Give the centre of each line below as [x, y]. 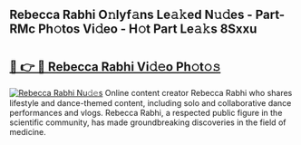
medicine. [28, 132]
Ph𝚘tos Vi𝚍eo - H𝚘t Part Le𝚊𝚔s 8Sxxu [147, 29]
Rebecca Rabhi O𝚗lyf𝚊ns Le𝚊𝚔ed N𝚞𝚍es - [131, 15]
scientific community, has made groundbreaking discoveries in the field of [148, 122]
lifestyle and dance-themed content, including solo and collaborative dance [150, 103]
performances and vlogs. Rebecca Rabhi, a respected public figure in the [146, 113]
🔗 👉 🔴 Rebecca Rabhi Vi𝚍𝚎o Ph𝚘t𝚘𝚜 [115, 67]
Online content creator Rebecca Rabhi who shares [199, 93]
